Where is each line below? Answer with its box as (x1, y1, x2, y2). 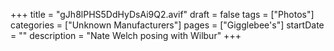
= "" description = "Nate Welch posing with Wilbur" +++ (10, 30, 242, 41)
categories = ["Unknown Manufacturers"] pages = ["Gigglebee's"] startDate (10, 19, 325, 31)
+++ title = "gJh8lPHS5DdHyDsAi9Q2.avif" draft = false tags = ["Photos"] (10, 9, 315, 20)
